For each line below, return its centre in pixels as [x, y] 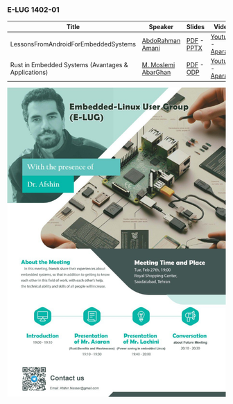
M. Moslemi [158, 64]
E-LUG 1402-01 [34, 10]
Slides [196, 26]
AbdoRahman [161, 40]
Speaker [161, 26]
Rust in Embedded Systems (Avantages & [69, 64]
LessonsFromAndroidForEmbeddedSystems [73, 44]
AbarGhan [156, 72]
